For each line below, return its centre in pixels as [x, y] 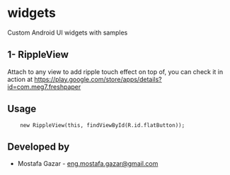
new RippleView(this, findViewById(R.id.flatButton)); [103, 125]
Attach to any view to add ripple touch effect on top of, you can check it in [115, 71]
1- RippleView [38, 55]
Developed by [39, 146]
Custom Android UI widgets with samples [68, 32]
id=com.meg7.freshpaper [44, 87]
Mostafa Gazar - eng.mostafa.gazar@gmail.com [88, 164]
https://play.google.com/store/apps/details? [98, 79]
